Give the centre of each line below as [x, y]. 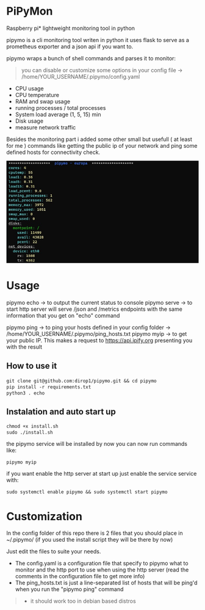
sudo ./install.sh [30, 433]
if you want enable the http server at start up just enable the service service [102, 474]
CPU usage [29, 88]
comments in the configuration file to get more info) [80, 576]
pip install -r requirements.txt [49, 387]
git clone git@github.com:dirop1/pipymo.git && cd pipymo [81, 381]
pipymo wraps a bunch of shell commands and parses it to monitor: [91, 58]
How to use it [32, 366]
